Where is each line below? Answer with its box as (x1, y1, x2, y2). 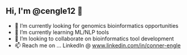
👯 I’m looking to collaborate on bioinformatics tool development (14, 34, 174, 42)
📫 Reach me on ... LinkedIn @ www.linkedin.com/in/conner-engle (14, 42, 181, 49)
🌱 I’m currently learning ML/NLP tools (14, 28, 109, 36)
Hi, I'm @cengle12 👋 (5, 6, 83, 16)
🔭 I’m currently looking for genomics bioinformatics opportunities (14, 22, 178, 29)
